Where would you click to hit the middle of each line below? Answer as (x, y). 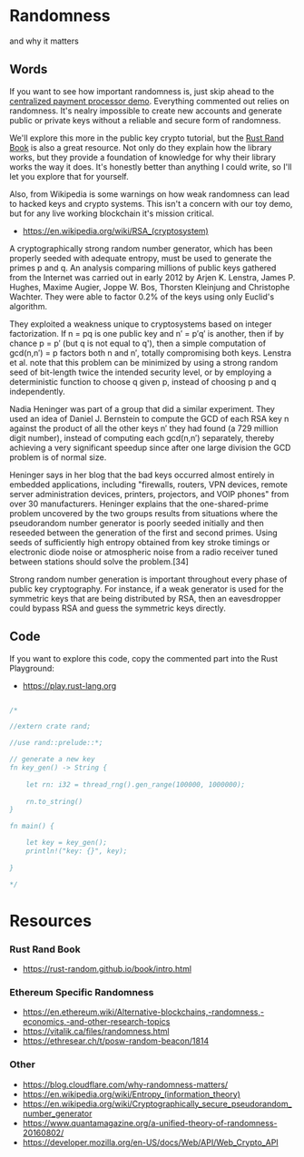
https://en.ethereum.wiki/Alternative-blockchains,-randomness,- (143, 1012)
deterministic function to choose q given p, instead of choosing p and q (143, 381)
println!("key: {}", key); (77, 851)
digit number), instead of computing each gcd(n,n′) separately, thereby (142, 437)
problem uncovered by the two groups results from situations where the (144, 513)
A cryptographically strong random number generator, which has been (141, 248)
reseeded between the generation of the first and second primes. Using (144, 533)
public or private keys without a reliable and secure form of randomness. (145, 120)
